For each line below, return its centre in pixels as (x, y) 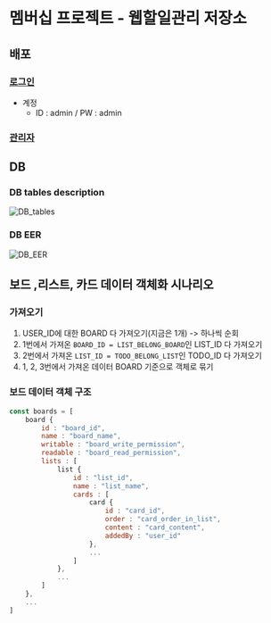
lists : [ (59, 461)
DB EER (25, 235)
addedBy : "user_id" (143, 536)
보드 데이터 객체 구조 (50, 392)
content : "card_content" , (155, 527)
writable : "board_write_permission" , (113, 444)
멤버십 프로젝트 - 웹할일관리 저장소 (128, 18)
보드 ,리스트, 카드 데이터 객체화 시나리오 (111, 285)
